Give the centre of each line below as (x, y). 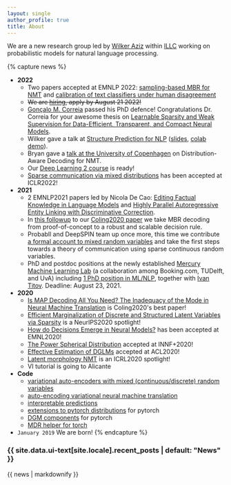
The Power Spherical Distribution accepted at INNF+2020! (110, 344)
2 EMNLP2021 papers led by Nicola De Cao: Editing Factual (112, 198)
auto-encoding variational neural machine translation (102, 396)
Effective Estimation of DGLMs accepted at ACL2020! (103, 352)
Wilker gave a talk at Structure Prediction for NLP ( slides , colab (117, 139)
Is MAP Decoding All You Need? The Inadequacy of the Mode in (118, 301)
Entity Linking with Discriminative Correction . (91, 212)
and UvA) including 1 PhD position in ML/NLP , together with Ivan (118, 278)
